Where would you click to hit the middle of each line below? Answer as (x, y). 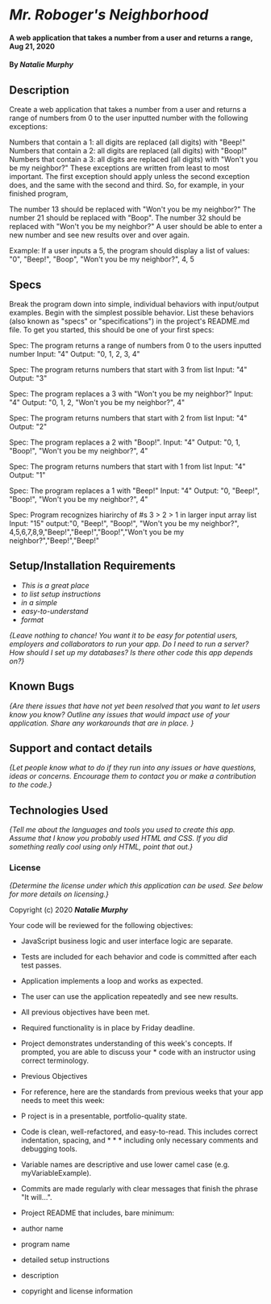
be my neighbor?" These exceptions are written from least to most (119, 168)
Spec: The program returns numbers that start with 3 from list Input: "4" (128, 370)
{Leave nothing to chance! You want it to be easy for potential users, (123, 635)
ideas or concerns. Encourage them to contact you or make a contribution (133, 776)
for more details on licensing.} (59, 894)
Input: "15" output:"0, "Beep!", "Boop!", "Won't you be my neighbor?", (124, 523)
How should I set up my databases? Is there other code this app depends (131, 652)
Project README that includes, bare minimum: (97, 1213)
